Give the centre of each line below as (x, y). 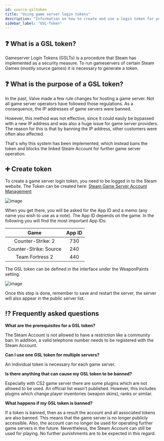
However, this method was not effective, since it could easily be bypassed (80, 118)
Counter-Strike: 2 (34, 241)
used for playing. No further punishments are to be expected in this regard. (81, 433)
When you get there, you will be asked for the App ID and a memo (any (76, 210)
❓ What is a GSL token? (41, 44)
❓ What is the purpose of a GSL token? (64, 84)
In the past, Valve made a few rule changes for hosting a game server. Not (80, 98)
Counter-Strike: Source (35, 249)
